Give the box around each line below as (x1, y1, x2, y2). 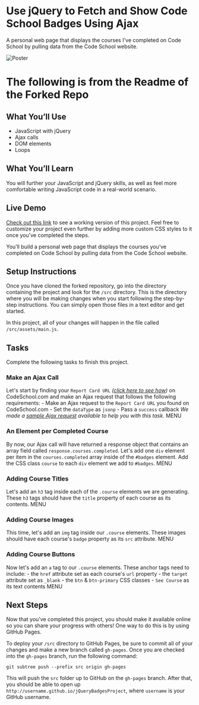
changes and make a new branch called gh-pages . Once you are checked (6, 646, 185, 653)
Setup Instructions (6, 266, 77, 276)
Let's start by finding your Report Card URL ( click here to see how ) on (6, 387, 176, 394)
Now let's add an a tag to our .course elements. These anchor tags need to (6, 564, 190, 571)
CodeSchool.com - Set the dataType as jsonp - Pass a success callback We (6, 406, 189, 413)
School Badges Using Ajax (6, 17, 139, 30)
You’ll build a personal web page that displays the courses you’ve (6, 243, 167, 250)
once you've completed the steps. (6, 231, 90, 239)
